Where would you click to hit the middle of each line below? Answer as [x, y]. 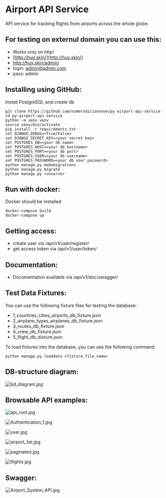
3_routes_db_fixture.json [38, 326]
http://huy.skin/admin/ [36, 63]
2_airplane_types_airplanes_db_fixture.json [58, 320]
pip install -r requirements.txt [41, 129]
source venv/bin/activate [33, 124]
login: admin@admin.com [39, 68]
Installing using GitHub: [44, 90]
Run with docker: [33, 189]
